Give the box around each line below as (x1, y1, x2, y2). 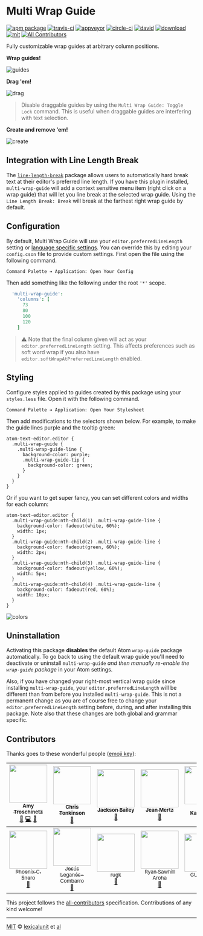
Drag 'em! (6, 78, 32, 85)
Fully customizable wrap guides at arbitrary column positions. (6, 42, 159, 50)
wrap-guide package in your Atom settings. (6, 666, 113, 673)
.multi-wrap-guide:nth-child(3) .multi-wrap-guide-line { (11, 560, 161, 566)
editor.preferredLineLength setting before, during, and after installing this (6, 704, 192, 711)
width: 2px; (17, 549, 47, 556)
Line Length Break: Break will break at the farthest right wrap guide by (6, 197, 183, 204)
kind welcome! (6, 906, 43, 913)
